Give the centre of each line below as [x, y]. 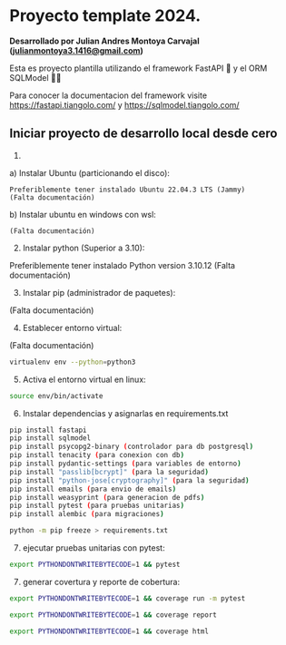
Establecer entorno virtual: [72, 327]
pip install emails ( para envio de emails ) [93, 489]
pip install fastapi [49, 430]
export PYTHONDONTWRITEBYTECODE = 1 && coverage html [109, 631]
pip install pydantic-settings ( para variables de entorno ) [126, 464]
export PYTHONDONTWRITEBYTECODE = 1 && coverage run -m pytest [128, 598]
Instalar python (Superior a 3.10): [84, 248]
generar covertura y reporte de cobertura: [101, 581]
